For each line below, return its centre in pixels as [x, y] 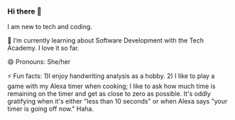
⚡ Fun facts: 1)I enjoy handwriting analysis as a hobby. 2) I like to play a [111, 76]
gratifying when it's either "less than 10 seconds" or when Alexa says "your [117, 102]
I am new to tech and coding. [50, 27]
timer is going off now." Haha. [51, 109]
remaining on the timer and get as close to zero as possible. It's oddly [109, 94]
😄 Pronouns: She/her [39, 62]
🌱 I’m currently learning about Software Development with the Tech [106, 40]
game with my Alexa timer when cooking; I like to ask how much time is [111, 86]
